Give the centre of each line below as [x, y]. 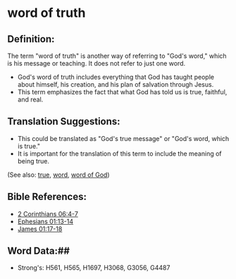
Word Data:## [39, 251]
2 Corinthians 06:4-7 [48, 213]
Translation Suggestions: [64, 122]
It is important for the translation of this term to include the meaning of [119, 154]
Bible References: [47, 197]
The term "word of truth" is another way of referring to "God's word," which [117, 56]
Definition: [31, 39]
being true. [33, 161]
